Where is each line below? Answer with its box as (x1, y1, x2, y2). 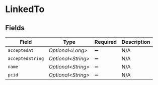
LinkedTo (5, 4, 45, 15)
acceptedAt (8, 48, 34, 53)
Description (121, 39, 150, 45)
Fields (5, 24, 25, 32)
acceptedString (8, 56, 44, 61)
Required (95, 39, 117, 45)
